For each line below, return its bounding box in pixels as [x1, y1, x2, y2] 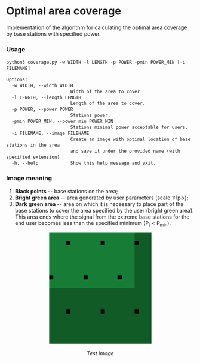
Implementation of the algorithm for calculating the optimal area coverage [6, 24, 187, 31]
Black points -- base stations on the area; [14, 187, 118, 195]
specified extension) [6, 154, 60, 161]
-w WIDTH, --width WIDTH [11, 82, 73, 89]
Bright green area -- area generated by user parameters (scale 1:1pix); [14, 194, 189, 201]
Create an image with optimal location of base [70, 136, 191, 143]
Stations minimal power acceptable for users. [70, 124, 188, 131]
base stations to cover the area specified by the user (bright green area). [14, 207, 194, 214]
